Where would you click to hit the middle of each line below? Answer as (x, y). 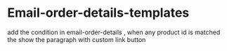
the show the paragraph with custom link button (77, 39)
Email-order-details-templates (98, 13)
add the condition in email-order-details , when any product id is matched (114, 32)
